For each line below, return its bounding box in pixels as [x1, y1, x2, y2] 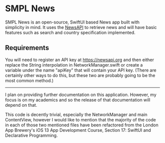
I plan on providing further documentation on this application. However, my [5, 92, 157, 97]
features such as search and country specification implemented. [5, 29, 136, 35]
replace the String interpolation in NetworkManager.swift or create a [5, 62, 143, 68]
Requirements [5, 44, 49, 52]
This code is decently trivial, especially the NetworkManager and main [5, 111, 148, 118]
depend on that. [5, 102, 38, 108]
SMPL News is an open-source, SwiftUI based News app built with [5, 19, 140, 25]
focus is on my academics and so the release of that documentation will [5, 96, 151, 103]
